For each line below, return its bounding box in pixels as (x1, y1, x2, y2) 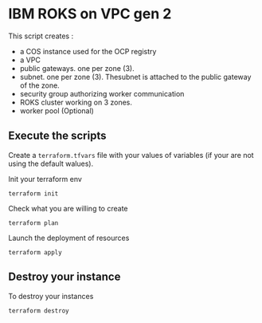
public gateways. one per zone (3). (19, 63, 135, 73)
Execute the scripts (8, 129, 107, 143)
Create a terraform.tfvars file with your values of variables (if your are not (8, 150, 254, 160)
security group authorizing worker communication (19, 89, 185, 98)
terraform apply (8, 248, 62, 256)
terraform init (8, 189, 59, 198)
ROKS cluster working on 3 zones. (19, 97, 133, 107)
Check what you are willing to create (8, 203, 128, 213)
